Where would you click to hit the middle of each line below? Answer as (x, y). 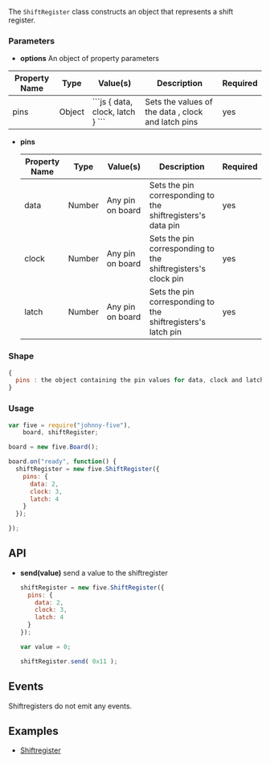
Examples (33, 731)
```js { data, (112, 102)
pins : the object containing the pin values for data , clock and (129, 380)
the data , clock (174, 112)
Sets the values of (179, 102)
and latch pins (172, 122)
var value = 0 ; (45, 646)
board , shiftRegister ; (61, 433)
